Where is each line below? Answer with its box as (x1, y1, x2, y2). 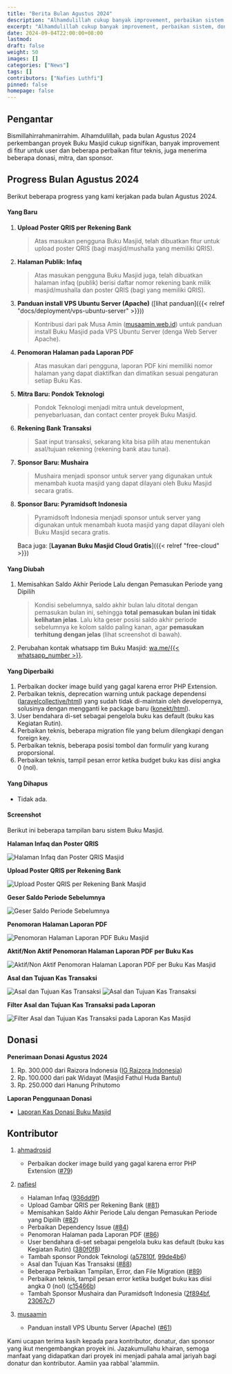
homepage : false (7, 87, 54, 94)
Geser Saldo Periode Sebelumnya (7, 893, 106, 901)
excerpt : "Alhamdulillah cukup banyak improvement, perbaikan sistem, (7, 23, 215, 30)
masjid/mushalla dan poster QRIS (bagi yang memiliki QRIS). (34, 286, 206, 294)
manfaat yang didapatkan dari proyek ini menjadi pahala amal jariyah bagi (7, 1352, 217, 1360)
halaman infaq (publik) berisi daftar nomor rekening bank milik (34, 278, 211, 286)
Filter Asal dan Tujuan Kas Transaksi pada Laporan (7, 1000, 155, 1009)
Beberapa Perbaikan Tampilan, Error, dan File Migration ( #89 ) (27, 1267, 202, 1276)
